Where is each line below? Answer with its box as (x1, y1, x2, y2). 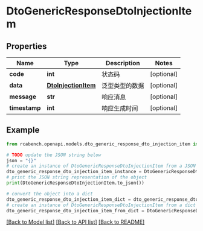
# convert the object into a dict (6, 191, 94, 197)
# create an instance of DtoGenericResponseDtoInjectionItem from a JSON (6, 163, 196, 169)
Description (105, 59, 140, 67)
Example (6, 125, 40, 135)
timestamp (9, 104, 41, 112)
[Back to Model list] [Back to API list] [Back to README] (6, 218, 145, 226)
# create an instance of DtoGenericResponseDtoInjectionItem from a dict (6, 202, 196, 208)
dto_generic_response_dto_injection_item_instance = (6, 169, 142, 175)
